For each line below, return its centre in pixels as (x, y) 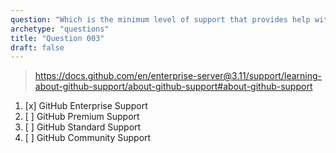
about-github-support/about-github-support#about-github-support (173, 87)
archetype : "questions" (60, 29)
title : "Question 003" (57, 38)
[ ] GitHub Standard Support (83, 127)
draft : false (37, 47)
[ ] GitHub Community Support (88, 138)
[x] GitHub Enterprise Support (86, 106)
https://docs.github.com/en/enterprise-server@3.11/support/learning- (178, 76)
